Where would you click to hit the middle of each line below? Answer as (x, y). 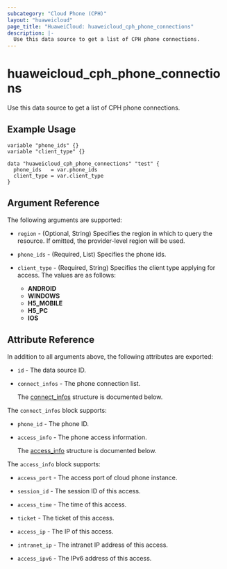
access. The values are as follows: (66, 275)
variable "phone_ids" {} (43, 145)
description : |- (31, 33)
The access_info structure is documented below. (87, 450)
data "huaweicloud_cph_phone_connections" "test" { (83, 164)
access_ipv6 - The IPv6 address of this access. (84, 558)
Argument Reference (53, 203)
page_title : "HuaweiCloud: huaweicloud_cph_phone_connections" (101, 26)
